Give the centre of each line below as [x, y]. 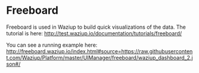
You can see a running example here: [52, 45]
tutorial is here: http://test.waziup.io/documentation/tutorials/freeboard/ [94, 33]
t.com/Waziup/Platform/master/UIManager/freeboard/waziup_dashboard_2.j [99, 57]
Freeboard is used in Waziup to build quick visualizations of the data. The [96, 27]
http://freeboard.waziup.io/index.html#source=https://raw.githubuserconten [99, 51]
